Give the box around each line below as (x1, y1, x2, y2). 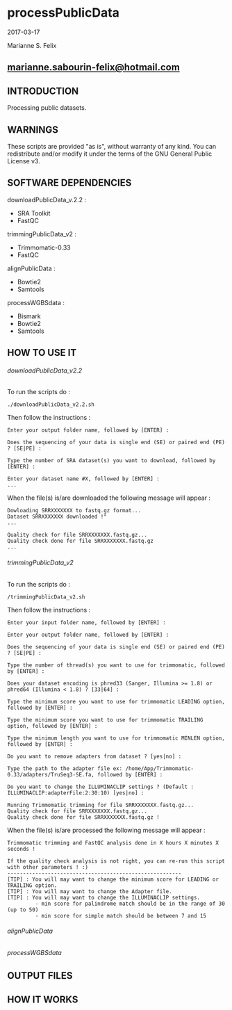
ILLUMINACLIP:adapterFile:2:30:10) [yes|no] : (7, 789, 144, 797)
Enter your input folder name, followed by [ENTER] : (7, 619, 167, 626)
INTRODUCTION (7, 85, 79, 97)
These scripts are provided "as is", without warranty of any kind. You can (7, 142, 217, 150)
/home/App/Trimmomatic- (125, 765, 194, 772)
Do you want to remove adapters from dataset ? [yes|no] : (7, 753, 182, 760)
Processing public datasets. (7, 104, 87, 112)
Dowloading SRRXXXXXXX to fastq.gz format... (7, 507, 141, 514)
